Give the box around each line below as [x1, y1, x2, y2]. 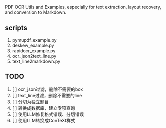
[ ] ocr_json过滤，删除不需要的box [12, 86, 83, 92]
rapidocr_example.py [12, 47, 56, 54]
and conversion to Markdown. [5, 9, 67, 15]
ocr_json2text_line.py [12, 53, 57, 59]
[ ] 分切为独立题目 [12, 99, 49, 105]
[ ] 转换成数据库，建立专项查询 [12, 105, 75, 111]
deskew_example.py [12, 42, 54, 48]
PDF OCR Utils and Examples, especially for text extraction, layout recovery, [5, 4, 161, 10]
